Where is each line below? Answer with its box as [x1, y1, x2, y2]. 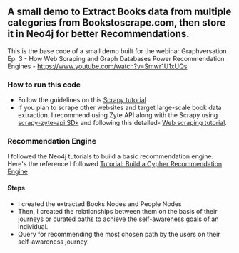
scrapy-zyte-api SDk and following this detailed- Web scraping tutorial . [17, 119, 227, 127]
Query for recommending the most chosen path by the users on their [17, 230, 221, 238]
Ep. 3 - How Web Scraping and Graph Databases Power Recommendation [7, 54, 225, 63]
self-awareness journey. [17, 237, 89, 246]
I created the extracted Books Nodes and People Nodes [17, 199, 182, 208]
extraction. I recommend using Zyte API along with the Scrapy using [17, 111, 218, 119]
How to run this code [7, 80, 81, 90]
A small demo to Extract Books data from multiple [7, 6, 232, 18]
